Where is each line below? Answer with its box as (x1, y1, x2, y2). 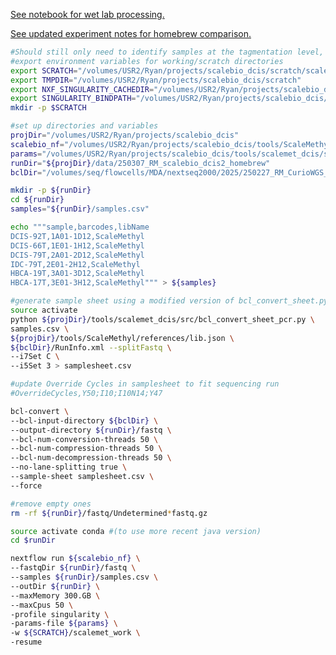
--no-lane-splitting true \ (10, 462, 128, 473)
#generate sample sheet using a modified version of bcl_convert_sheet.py (10, 296, 329, 306)
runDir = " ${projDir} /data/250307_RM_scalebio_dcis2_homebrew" (10, 158, 271, 168)
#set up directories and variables (10, 121, 159, 131)
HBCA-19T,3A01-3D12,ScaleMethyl (10, 269, 145, 279)
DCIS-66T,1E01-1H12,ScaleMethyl (10, 240, 145, 251)
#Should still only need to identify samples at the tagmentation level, (10, 47, 325, 57)
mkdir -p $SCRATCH (10, 103, 87, 113)
